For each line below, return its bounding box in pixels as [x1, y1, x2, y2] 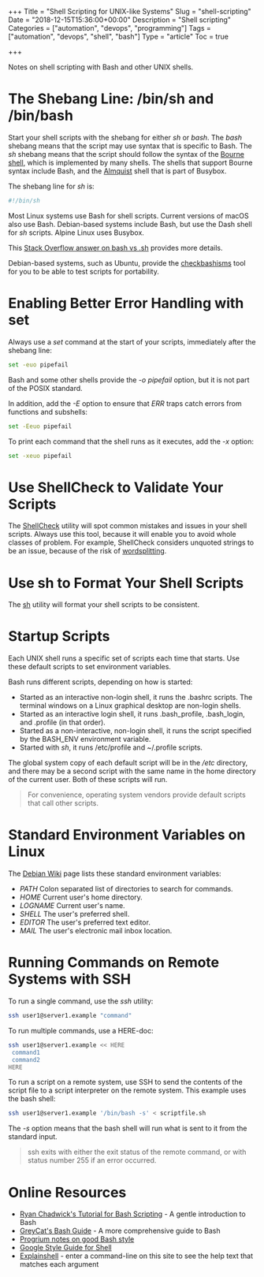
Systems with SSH [8, 970, 132, 988]
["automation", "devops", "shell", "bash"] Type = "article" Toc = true [8, 32, 229, 41]
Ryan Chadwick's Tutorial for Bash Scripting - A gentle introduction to [19, 1209, 246, 1219]
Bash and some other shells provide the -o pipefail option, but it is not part [8, 374, 250, 385]
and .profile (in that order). [19, 717, 106, 728]
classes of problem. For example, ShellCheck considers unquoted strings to [8, 538, 255, 547]
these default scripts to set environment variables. [8, 662, 172, 672]
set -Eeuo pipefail [8, 422, 73, 430]
